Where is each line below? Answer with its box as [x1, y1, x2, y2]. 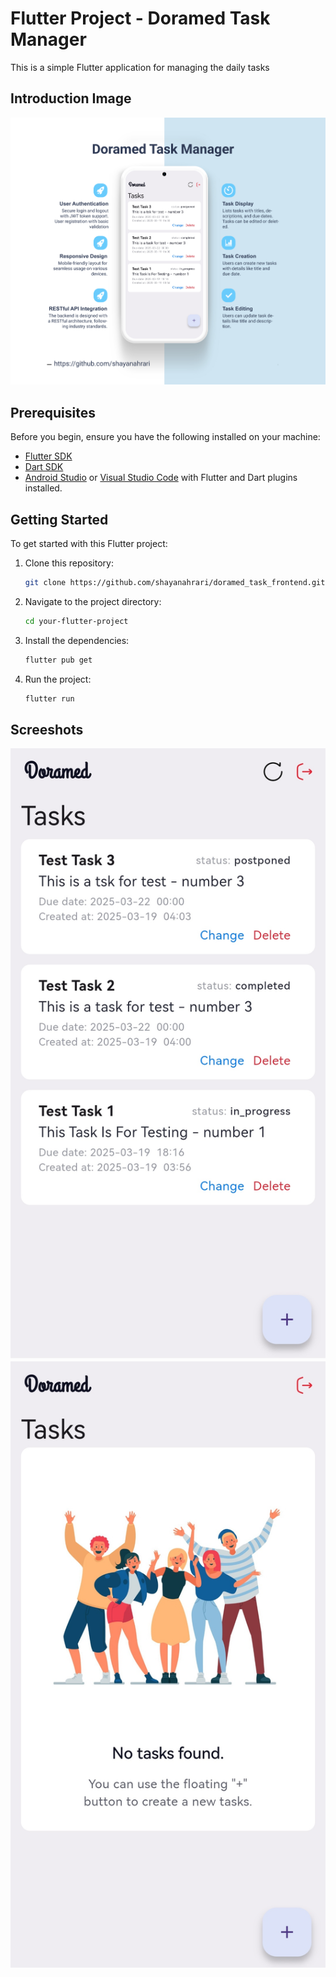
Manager [10, 28, 87, 51]
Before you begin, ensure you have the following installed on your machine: [10, 431, 321, 443]
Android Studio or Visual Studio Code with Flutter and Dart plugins [24, 472, 298, 484]
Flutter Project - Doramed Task [10, 7, 271, 30]
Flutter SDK [24, 450, 73, 462]
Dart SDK [24, 461, 64, 473]
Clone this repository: [24, 557, 114, 569]
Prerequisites [10, 404, 96, 421]
